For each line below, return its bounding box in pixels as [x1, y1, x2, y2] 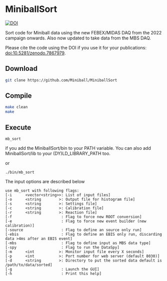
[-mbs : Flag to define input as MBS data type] [5, 241, 151, 246]
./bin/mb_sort [5, 170, 35, 175]
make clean [5, 105, 28, 110]
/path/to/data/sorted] [5, 263, 52, 268]
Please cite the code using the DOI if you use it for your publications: [5, 44, 146, 50]
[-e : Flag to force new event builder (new [5, 219, 146, 224]
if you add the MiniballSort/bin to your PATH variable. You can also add [5, 145, 151, 151]
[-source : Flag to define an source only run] [5, 228, 142, 233]
